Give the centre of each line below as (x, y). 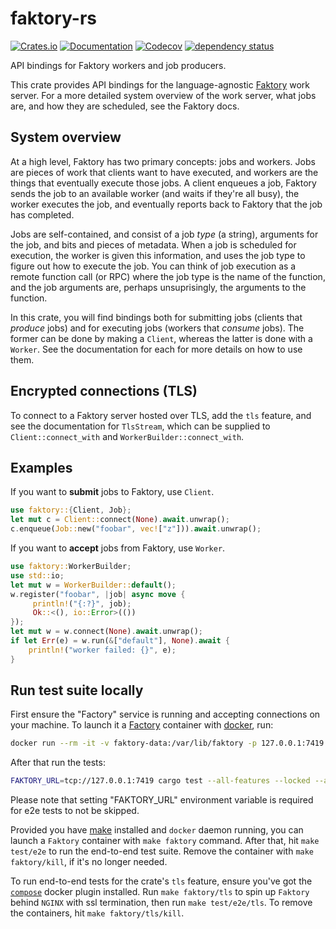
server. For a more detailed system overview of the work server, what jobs (163, 95)
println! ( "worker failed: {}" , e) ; (102, 650)
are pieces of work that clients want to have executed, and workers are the (164, 172)
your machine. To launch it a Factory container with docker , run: (142, 725)
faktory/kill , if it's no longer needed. (89, 862)
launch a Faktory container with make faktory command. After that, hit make (165, 841)
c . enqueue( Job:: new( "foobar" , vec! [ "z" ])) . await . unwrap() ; (136, 529)
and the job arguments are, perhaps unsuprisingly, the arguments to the (158, 287)
